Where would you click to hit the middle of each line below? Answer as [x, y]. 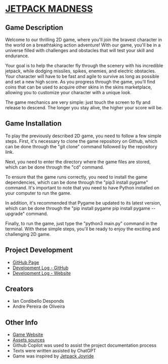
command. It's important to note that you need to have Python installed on [82, 187]
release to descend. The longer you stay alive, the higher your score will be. [84, 108]
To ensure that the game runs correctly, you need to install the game [76, 177]
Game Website [28, 335]
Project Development [39, 250]
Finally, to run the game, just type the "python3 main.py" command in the [81, 223]
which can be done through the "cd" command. [55, 167]
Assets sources [29, 340]
